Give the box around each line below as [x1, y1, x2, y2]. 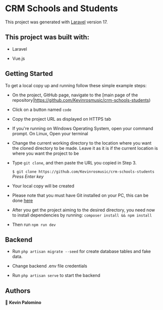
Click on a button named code [12, 107, 72, 112]
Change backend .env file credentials [12, 263, 87, 269]
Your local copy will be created [12, 183, 75, 189]
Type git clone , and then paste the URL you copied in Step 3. [12, 160, 137, 165]
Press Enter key [12, 173, 44, 179]
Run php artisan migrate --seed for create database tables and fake [12, 249, 151, 255]
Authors [5, 287, 31, 295]
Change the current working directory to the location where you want [12, 140, 152, 146]
